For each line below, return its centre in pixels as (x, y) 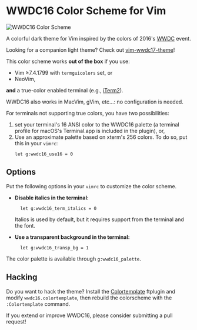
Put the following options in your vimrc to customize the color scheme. (91, 186)
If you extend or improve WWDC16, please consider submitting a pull (89, 315)
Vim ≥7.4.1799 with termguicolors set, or (64, 72)
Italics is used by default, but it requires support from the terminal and (99, 219)
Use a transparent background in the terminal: (72, 237)
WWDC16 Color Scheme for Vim (86, 11)
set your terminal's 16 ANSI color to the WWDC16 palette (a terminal (97, 124)
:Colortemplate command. (38, 304)
